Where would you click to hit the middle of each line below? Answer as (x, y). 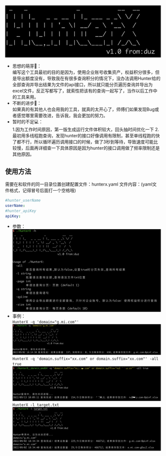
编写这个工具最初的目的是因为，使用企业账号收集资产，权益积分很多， (84, 72)
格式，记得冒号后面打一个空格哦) (43, 191)
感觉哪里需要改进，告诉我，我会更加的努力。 (62, 116)
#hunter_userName (23, 201)
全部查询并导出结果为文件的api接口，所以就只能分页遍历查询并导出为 (83, 85)
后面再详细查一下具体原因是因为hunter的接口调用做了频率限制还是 (93, 148)
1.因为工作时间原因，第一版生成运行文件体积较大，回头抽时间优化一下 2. (86, 130)
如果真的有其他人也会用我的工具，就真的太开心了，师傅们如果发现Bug (83, 109)
